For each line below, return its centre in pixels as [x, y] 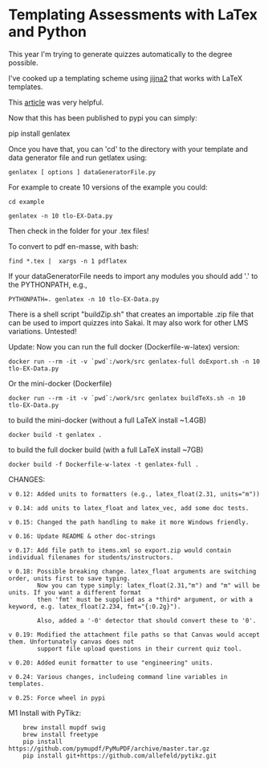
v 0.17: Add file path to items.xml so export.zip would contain [120, 550]
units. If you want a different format [75, 592]
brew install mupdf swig [64, 727]
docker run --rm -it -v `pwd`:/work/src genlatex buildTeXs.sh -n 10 [127, 398]
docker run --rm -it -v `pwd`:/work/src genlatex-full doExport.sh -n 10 [134, 362]
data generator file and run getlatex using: [78, 157]
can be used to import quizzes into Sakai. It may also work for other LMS [128, 322]
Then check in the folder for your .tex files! [79, 231]
